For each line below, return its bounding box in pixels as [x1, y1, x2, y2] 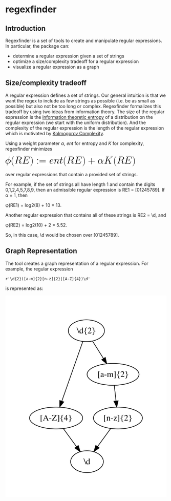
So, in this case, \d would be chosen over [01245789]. [5, 232, 119, 238]
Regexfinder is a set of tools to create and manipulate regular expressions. [5, 37, 162, 44]
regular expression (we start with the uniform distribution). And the [5, 119, 146, 126]
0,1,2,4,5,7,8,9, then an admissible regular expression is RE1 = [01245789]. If [5, 186, 165, 193]
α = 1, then [5, 192, 28, 198]
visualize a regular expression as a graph [12, 64, 99, 70]
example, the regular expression [5, 265, 73, 272]
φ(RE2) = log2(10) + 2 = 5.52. [5, 222, 68, 228]
